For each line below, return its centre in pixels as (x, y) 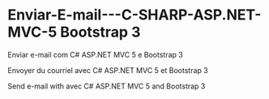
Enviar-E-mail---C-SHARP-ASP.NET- (134, 15)
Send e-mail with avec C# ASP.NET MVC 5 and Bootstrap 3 (107, 86)
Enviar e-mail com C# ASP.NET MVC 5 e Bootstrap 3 (95, 54)
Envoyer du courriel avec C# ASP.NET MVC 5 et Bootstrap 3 (108, 70)
